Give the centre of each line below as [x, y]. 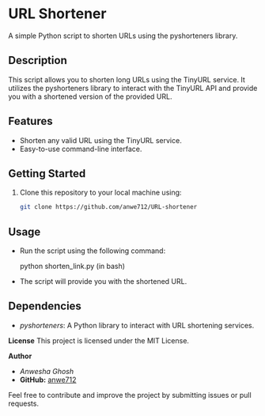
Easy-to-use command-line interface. [81, 149]
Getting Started [47, 174]
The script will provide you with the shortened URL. [103, 282]
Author [20, 356]
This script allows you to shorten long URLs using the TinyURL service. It [127, 79]
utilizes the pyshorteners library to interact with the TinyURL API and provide [133, 88]
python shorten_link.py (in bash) [72, 267]
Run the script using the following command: [93, 251]
